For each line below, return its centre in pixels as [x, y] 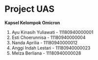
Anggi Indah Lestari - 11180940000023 [51, 48]
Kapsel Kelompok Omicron [32, 23]
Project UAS [30, 9]
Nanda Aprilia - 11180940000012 [45, 42]
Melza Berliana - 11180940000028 [46, 53]
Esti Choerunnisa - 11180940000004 [49, 37]
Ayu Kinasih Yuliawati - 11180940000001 [52, 32]
